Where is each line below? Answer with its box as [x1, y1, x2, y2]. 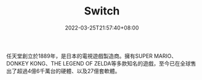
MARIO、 [153, 52, 177, 60]
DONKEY [6, 60, 29, 67]
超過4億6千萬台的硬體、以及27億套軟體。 [16, 67, 121, 75]
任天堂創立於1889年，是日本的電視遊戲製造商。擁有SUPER [6, 52, 153, 60]
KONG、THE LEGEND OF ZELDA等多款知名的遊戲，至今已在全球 [30, 60, 191, 67]
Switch [84, 4, 120, 18]
